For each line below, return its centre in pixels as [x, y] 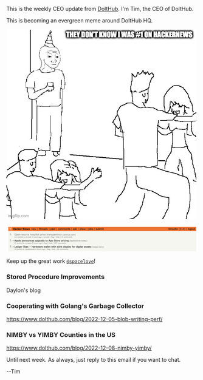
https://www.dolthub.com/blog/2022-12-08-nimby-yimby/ [79, 348]
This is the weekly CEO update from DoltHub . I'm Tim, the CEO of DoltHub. [100, 9]
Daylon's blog [24, 290]
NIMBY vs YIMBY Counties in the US [61, 334]
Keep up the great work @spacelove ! [51, 261]
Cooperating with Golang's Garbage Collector [75, 306]
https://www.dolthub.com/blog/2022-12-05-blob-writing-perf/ [84, 319]
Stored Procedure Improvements [56, 277]
